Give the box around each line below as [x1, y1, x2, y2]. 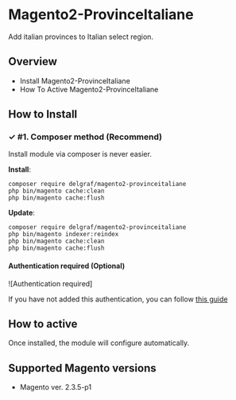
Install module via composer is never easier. [8, 150, 153, 159]
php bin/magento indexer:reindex [8, 231, 119, 239]
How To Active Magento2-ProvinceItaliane [19, 84, 159, 94]
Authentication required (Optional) [8, 261, 126, 271]
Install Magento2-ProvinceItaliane [19, 76, 131, 85]
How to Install [8, 107, 78, 121]
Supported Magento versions [8, 361, 157, 375]
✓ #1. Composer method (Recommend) [8, 131, 163, 142]
